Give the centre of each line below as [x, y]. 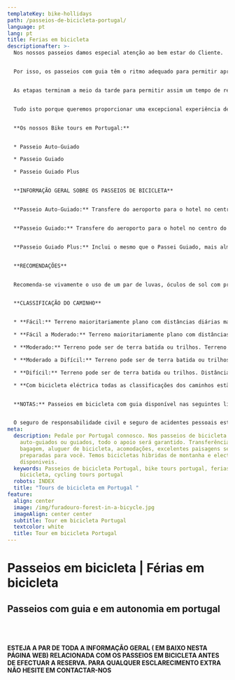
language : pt [26, 27]
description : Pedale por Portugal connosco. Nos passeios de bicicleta [120, 436]
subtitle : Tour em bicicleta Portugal [70, 520]
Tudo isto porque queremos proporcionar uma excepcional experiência [117, 109]
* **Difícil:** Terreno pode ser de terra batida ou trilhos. [106, 373]
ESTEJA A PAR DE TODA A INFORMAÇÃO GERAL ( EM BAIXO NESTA [107, 648]
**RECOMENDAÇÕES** [41, 266]
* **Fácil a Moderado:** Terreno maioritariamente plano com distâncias [122, 335]
